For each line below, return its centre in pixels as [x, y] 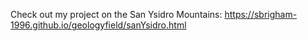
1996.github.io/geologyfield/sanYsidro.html [98, 25]
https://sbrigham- [261, 14]
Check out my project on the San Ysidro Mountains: [116, 14]
